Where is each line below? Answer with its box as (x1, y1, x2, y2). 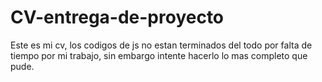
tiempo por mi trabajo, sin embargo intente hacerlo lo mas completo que (10, 49, 308, 61)
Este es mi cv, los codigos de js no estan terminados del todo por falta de (10, 39, 313, 51)
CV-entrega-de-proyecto (10, 6, 225, 29)
